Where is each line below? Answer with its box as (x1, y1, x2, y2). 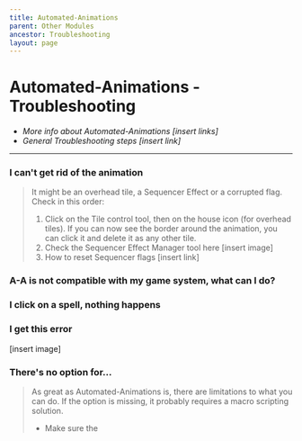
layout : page (9, 38, 58, 48)
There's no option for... (9, 365, 112, 378)
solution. (31, 405, 64, 416)
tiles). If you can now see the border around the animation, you (44, 223, 279, 234)
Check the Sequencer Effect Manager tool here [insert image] (44, 242, 274, 253)
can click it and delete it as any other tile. (44, 233, 197, 244)
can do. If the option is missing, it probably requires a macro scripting (31, 395, 289, 406)
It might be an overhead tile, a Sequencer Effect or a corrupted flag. (31, 186, 283, 198)
